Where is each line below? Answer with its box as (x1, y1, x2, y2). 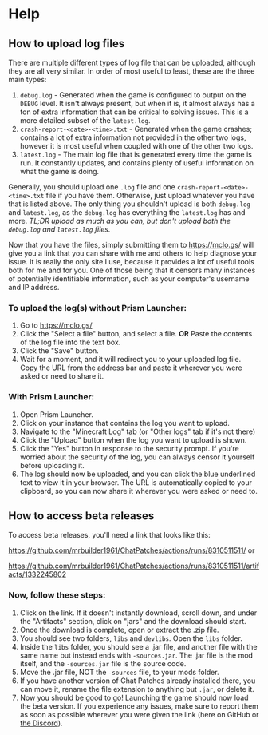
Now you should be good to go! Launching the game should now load (19, 693, 249, 702)
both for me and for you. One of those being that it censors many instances (8, 265, 256, 275)
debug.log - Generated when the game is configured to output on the (19, 90, 247, 100)
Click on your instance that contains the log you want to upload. (19, 418, 230, 427)
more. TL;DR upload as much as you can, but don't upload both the (8, 217, 231, 225)
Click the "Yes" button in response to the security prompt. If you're (19, 443, 239, 453)
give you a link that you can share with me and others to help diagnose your (8, 248, 258, 258)
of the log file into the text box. (19, 337, 121, 348)
